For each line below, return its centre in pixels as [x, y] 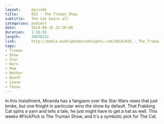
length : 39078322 [27, 37]
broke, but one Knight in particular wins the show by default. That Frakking [80, 106]
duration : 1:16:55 [26, 32]
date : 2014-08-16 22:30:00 [39, 28]
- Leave [13, 82]
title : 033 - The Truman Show [41, 14]
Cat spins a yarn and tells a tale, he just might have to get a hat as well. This [81, 111]
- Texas [13, 87]
